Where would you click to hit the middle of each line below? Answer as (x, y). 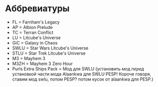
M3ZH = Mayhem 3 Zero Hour (42, 64)
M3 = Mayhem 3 (29, 58)
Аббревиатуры (37, 9)
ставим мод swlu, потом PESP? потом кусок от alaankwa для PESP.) (83, 79)
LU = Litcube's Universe (36, 38)
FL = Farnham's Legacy (36, 22)
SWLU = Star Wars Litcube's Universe (50, 48)
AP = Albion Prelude (32, 27)
